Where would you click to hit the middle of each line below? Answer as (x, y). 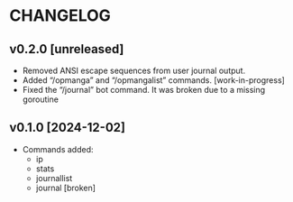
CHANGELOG (60, 16)
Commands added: (58, 149)
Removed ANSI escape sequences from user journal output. (134, 70)
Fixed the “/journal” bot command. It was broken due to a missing (144, 90)
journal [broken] (66, 188)
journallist (54, 178)
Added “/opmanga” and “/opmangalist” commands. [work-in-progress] (154, 80)
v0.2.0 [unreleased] (67, 49)
